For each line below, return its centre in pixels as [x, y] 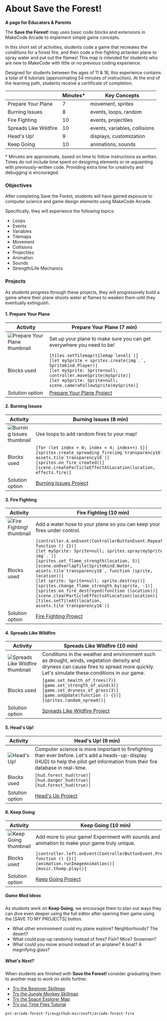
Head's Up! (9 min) [97, 741]
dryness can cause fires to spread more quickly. [98, 667]
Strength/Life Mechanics [38, 268]
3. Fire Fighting [21, 500]
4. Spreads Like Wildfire [30, 633]
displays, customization [118, 136]
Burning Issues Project [62, 483]
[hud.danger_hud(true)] [63, 780]
